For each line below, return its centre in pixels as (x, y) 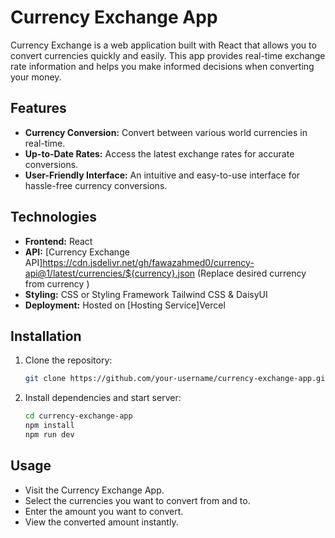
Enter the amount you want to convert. (104, 511)
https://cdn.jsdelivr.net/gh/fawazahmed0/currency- (148, 262)
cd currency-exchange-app (78, 416)
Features (38, 108)
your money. (36, 77)
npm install (49, 426)
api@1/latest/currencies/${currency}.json (110, 273)
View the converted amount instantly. (101, 522)
